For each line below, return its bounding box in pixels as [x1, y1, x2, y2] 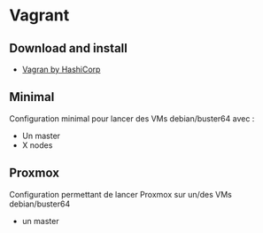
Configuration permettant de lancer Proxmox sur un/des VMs [9, 189, 232, 199]
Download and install [9, 41, 128, 56]
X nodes [21, 139, 53, 151]
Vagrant [9, 5, 70, 26]
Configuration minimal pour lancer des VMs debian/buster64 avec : [9, 113, 255, 124]
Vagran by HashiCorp [21, 64, 101, 74]
